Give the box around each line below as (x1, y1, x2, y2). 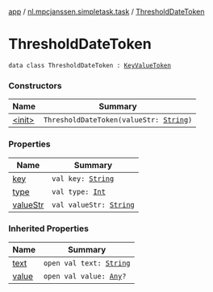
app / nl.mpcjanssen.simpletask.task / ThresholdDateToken (8, 7, 205, 16)
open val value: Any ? (43, 271, 127, 281)
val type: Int (52, 187, 106, 196)
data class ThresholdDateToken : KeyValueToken (8, 61, 172, 69)
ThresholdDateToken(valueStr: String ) (43, 116, 193, 125)
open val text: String (43, 258, 131, 268)
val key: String (52, 174, 115, 183)
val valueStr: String (52, 200, 135, 209)
